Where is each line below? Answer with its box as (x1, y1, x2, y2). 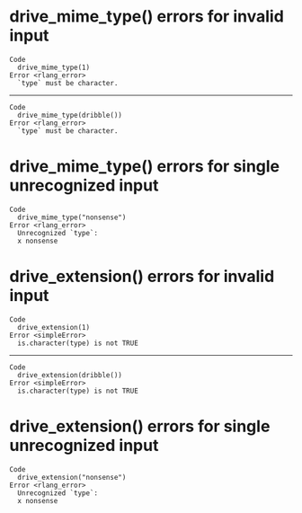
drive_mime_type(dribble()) (17, 111, 123, 119)
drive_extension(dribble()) (17, 370, 123, 379)
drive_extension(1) (17, 323, 91, 332)
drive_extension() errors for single (9, 416, 271, 437)
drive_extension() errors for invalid (9, 267, 275, 287)
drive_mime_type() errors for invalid (9, 6, 285, 27)
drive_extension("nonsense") (17, 473, 127, 482)
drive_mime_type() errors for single (9, 156, 280, 177)
